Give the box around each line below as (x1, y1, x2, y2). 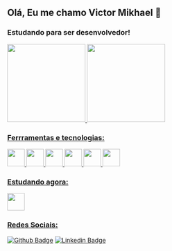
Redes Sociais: (7, 220, 58, 230)
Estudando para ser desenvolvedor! (7, 28, 130, 37)
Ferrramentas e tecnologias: (7, 132, 105, 142)
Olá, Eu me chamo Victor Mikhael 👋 (7, 7, 162, 19)
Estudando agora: (7, 177, 69, 187)
